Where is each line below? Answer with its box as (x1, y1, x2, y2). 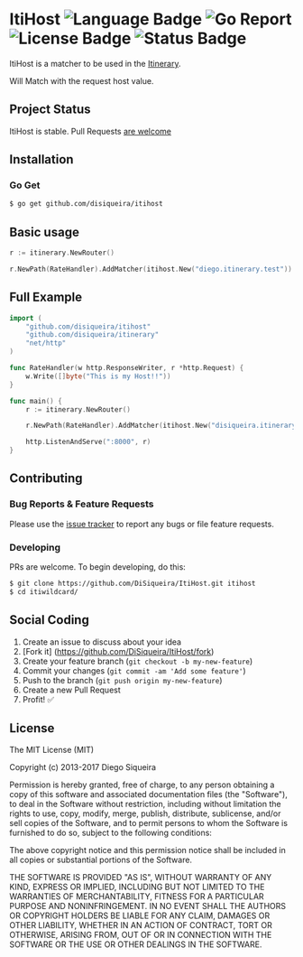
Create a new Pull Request (22, 684, 122, 695)
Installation (9, 152, 74, 167)
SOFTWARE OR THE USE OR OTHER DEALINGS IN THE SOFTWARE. (9, 939, 262, 950)
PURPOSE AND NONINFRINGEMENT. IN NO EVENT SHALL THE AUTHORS (9, 901, 287, 912)
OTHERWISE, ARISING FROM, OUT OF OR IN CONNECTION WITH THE (9, 930, 272, 941)
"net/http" (25, 339, 67, 348)
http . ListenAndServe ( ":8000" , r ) (25, 438, 151, 447)
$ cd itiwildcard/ (9, 587, 78, 596)
